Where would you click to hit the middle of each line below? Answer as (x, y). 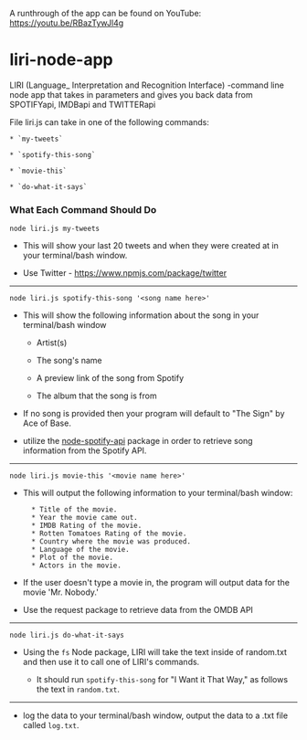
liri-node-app (61, 60)
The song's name (69, 361)
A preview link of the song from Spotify (110, 378)
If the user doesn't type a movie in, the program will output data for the (156, 583)
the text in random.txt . (78, 690)
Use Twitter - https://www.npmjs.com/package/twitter (124, 273)
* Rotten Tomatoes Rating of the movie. (109, 534)
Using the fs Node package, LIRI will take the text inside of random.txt (155, 652)
